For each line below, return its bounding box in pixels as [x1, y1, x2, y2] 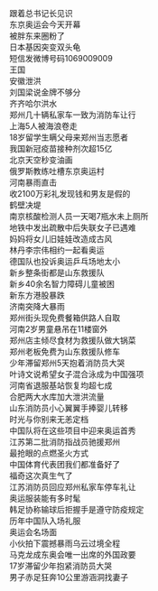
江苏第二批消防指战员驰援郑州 [9, 437, 120, 447]
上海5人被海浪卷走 [9, 121, 79, 131]
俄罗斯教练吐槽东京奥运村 [9, 166, 105, 176]
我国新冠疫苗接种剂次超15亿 [9, 143, 113, 153]
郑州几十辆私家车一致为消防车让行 [9, 109, 136, 120]
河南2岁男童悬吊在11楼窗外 [9, 324, 108, 334]
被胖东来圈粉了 [9, 31, 65, 41]
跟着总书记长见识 [9, 8, 73, 18]
